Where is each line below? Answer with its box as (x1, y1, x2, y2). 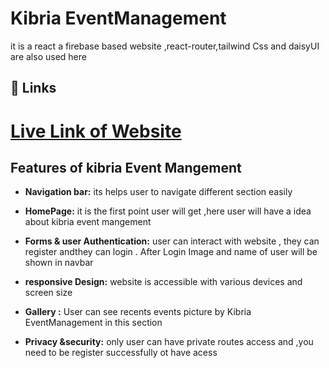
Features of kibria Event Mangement (10, 159, 242, 176)
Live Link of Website (10, 120, 182, 142)
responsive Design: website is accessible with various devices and (24, 276, 303, 288)
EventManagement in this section (24, 317, 163, 329)
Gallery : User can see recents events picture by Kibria (24, 306, 252, 318)
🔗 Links (10, 80, 57, 97)
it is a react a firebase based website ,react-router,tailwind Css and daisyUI (10, 40, 320, 52)
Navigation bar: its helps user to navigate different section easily (24, 186, 293, 198)
